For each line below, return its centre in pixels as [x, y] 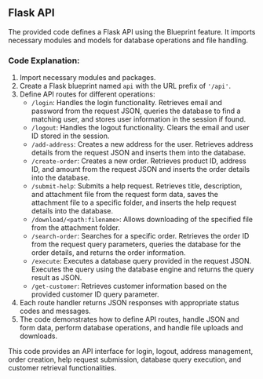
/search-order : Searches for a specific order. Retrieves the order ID [140, 236]
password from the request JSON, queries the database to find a [136, 111]
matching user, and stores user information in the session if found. [138, 119]
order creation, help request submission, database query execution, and [125, 359]
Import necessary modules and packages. [88, 78]
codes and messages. [55, 311]
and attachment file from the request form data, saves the [124, 195]
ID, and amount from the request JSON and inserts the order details [140, 169]
